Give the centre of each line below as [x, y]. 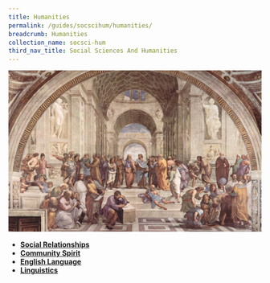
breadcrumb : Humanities [48, 34]
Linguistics [39, 270]
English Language [51, 261]
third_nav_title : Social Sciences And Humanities [93, 51]
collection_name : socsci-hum [57, 43]
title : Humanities [39, 17]
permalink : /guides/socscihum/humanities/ [80, 25]
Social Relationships [55, 244]
